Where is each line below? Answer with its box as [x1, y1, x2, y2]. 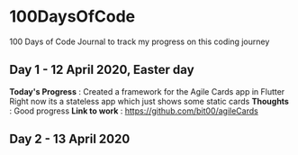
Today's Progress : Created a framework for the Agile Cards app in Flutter [9, 86, 285, 96]
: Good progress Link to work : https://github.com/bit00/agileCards [9, 105, 258, 116]
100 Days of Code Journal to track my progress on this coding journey [9, 36, 270, 47]
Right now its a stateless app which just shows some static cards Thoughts [9, 96, 290, 106]
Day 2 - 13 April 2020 [9, 132, 131, 147]
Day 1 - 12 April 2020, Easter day [9, 62, 195, 77]
